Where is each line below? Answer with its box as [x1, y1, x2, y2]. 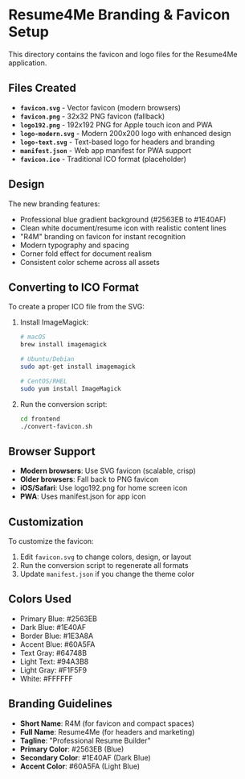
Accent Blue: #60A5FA [19, 639, 96, 649]
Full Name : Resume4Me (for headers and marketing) [19, 727, 195, 736]
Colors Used [8, 592, 72, 606]
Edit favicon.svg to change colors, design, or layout [19, 552, 191, 561]
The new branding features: [8, 199, 100, 209]
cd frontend [19, 415, 60, 423]
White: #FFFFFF [19, 673, 74, 683]
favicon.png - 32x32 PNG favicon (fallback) [19, 111, 165, 121]
